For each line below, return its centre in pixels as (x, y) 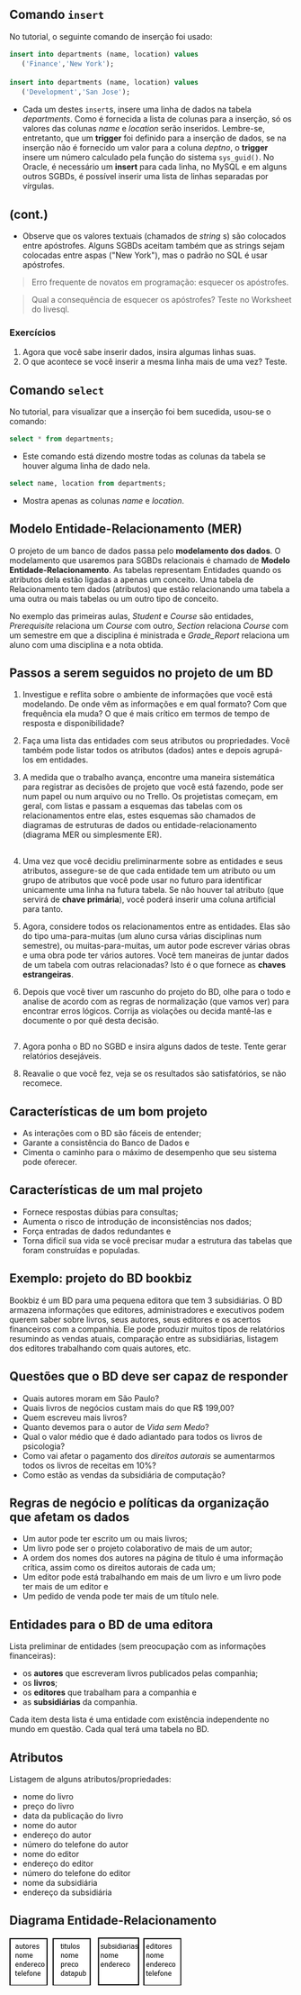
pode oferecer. (50, 1162)
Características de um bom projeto (109, 1111)
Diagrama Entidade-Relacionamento (113, 1921)
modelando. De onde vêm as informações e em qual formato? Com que (155, 704)
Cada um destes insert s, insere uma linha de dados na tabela (137, 109)
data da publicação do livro (73, 1816)
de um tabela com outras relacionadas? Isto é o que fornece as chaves (154, 964)
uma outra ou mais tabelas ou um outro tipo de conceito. (114, 598)
